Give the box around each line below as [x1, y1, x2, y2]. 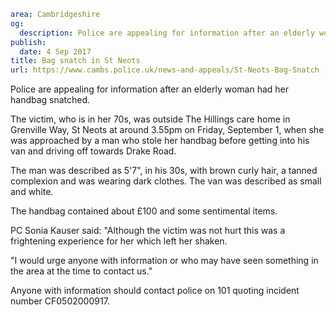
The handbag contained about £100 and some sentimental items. [10, 205, 278, 217]
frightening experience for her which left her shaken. [10, 235, 228, 247]
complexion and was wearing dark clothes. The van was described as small [10, 175, 322, 187]
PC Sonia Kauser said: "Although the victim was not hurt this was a [10, 225, 286, 237]
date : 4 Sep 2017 [19, 46, 92, 57]
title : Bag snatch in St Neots [10, 56, 141, 66]
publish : [10, 37, 47, 47]
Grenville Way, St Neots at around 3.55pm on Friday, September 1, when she [10, 124, 325, 136]
